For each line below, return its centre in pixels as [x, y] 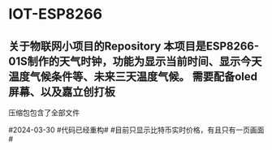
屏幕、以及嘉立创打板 [62, 91]
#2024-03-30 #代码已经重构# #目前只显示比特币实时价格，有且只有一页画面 [136, 130]
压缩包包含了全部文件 [44, 113]
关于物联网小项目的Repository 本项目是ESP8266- [134, 46]
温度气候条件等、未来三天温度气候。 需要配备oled [133, 77]
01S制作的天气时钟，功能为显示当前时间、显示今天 [135, 61]
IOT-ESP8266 [56, 14]
